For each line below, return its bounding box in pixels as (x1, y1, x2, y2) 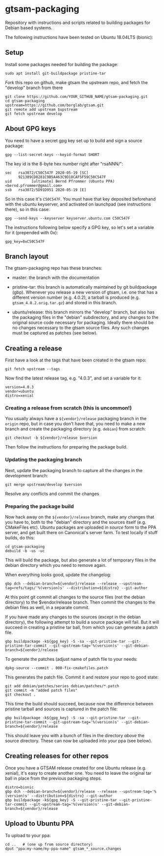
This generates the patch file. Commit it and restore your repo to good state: (5, 674, 159, 680)
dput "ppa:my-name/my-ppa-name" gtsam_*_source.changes (5, 846, 121, 851)
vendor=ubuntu (5, 389, 34, 394)
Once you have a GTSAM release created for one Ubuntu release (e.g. (5, 765, 147, 771)
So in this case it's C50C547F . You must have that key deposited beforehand (5, 196, 156, 202)
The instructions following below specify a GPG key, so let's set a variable (5, 224, 154, 230)
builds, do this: (5, 535, 35, 541)
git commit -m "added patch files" (5, 688, 78, 693)
